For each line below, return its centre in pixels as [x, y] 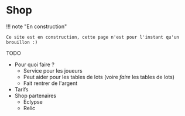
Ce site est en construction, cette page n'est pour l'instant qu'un [93, 37]
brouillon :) [22, 42]
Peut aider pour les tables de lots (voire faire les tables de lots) [99, 77]
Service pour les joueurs [53, 70]
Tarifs [21, 89]
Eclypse [33, 102]
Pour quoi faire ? [34, 64]
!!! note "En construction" [37, 26]
